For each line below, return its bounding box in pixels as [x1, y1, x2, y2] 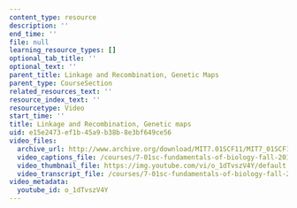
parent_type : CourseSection [9, 79, 113, 88]
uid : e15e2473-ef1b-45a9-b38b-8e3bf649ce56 [9, 128, 172, 137]
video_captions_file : [17, 152, 97, 162]
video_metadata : [9, 178, 69, 187]
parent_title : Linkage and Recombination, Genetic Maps [9, 71, 219, 80]
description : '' [9, 21, 69, 30]
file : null [9, 37, 49, 47]
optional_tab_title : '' [9, 54, 97, 63]
